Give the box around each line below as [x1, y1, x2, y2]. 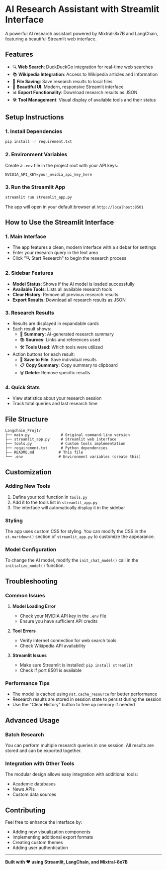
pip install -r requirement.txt [5, 139, 72, 144]
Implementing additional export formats [12, 834, 93, 840]
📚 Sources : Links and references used [19, 337, 100, 343]
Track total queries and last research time [12, 401, 98, 407]
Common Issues [5, 592, 46, 599]
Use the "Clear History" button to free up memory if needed [12, 702, 135, 708]
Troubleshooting [5, 577, 58, 585]
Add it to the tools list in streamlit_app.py [12, 499, 98, 505]
